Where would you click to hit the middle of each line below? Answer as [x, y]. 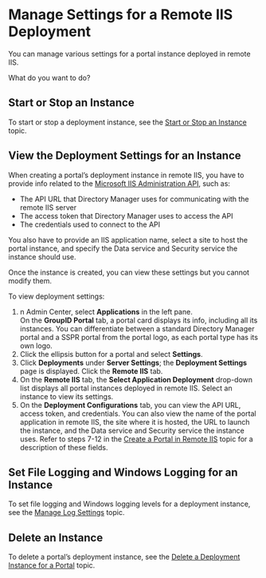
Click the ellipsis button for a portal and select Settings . [111, 354]
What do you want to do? [49, 77]
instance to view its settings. [66, 396]
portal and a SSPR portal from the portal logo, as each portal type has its [139, 337]
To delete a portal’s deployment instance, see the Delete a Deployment [124, 557]
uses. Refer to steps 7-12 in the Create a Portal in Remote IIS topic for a [136, 439]
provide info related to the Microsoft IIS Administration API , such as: [119, 183]
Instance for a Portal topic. [52, 565]
